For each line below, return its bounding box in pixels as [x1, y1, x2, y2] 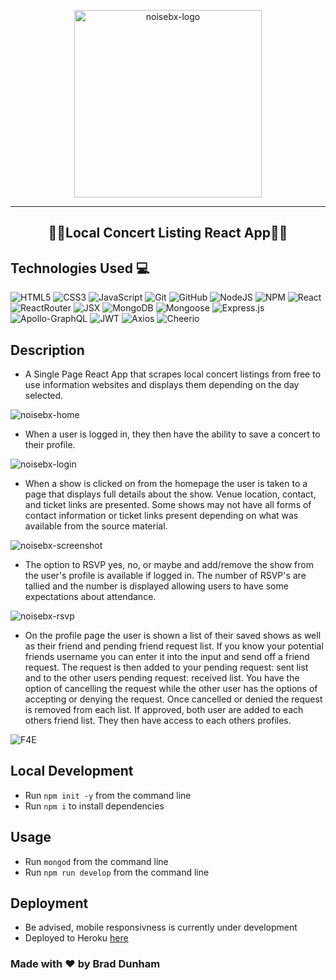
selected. [24, 390, 64, 402]
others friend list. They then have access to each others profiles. [24, 715, 292, 727]
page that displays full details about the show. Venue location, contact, [24, 488, 317, 500]
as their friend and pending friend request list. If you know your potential [24, 640, 324, 652]
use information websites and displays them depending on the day [24, 379, 300, 391]
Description [10, 341, 85, 359]
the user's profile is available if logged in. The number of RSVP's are [24, 570, 307, 582]
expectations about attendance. [24, 591, 157, 603]
